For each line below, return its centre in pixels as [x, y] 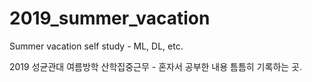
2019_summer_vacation [110, 18]
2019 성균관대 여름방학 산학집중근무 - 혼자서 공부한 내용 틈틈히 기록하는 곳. [155, 66]
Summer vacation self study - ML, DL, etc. [96, 46]
